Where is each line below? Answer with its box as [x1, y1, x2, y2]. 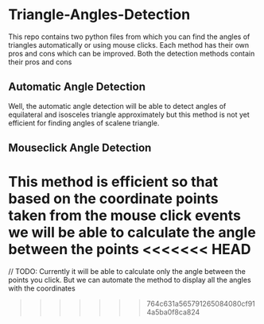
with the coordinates [8, 283, 76, 293]
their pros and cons [8, 57, 72, 67]
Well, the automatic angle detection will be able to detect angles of [8, 101, 227, 110]
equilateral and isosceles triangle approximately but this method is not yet [8, 110, 250, 119]
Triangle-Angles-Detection [8, 6, 191, 24]
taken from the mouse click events [8, 206, 241, 225]
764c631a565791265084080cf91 [146, 299, 256, 309]
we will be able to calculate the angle [8, 224, 256, 241]
